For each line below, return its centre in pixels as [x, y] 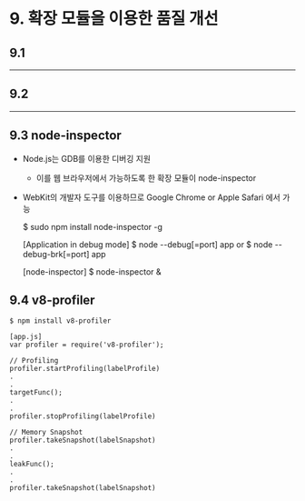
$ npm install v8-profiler [60, 321]
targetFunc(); [36, 393]
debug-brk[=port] [56, 254]
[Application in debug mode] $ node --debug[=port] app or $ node [148, 244]
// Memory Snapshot [46, 433]
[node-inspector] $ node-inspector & [92, 271]
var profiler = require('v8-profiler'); [87, 345]
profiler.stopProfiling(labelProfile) [83, 416]
